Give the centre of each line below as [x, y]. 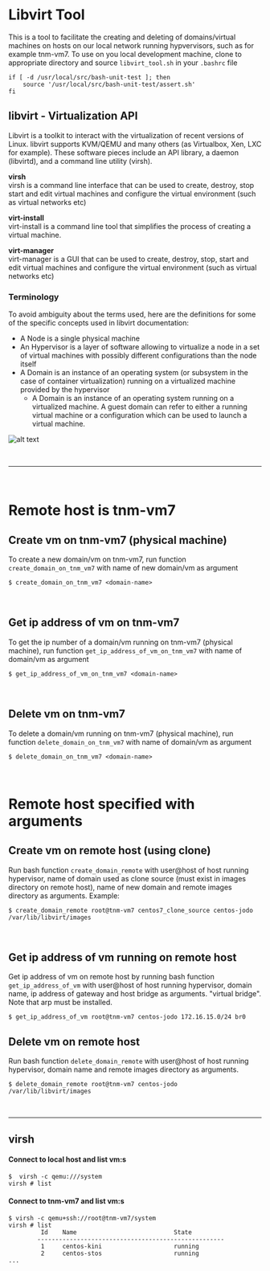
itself [28, 364]
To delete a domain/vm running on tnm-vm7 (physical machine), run [121, 734]
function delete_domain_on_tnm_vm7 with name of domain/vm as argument [130, 742]
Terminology [34, 296]
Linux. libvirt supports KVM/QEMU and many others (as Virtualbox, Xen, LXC [135, 144]
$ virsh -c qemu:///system [55, 1176]
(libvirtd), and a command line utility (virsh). [80, 161]
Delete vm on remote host [74, 1042]
